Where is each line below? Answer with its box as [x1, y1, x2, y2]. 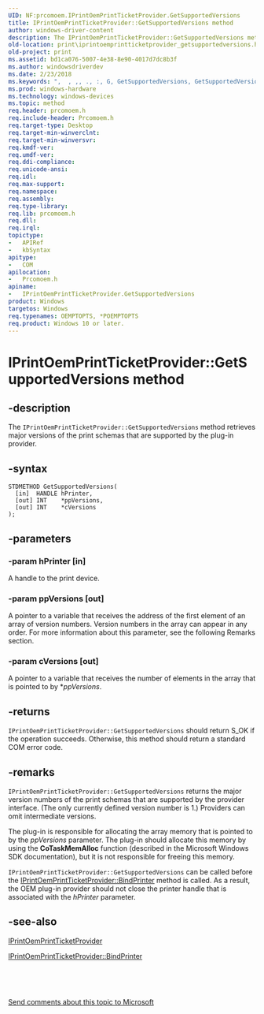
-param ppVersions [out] [8, 593, 104, 604]
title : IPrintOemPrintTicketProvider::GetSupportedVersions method [8, 19, 234, 27]
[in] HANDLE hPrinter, [15, 490, 93, 498]
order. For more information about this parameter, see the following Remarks [8, 628, 255, 637]
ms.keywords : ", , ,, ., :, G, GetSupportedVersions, [8, 77, 192, 85]
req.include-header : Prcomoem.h [8, 114, 114, 122]
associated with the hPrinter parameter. [8, 893, 136, 902]
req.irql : [8, 224, 41, 233]
